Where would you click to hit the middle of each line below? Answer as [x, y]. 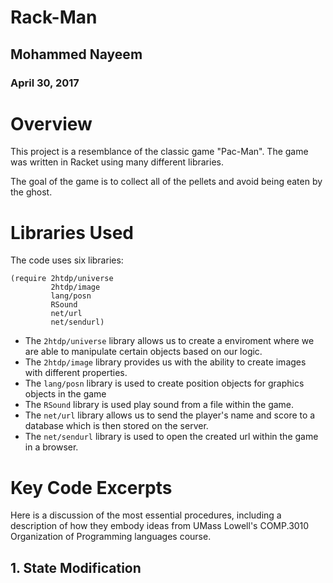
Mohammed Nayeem [76, 54]
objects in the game [65, 394]
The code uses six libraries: [67, 260]
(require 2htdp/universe [62, 279]
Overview [51, 123]
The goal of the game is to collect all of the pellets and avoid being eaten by [166, 182]
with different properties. [76, 373]
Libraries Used [72, 232]
